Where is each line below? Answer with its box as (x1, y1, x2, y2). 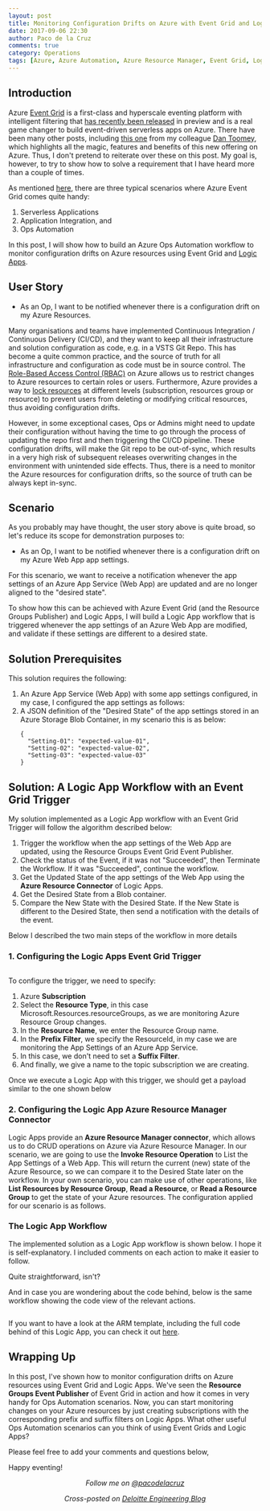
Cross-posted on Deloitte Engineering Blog (63, 1493, 207, 1503)
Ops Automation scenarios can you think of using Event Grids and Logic (8, 1423, 247, 1432)
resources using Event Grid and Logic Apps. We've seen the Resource (8, 1380, 242, 1390)
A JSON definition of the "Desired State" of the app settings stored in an (19, 706, 260, 716)
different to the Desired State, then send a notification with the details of (19, 906, 260, 916)
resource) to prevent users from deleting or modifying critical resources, (8, 394, 247, 403)
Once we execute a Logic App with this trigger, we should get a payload (8, 1075, 247, 1085)
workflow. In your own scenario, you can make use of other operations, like (8, 1175, 257, 1185)
